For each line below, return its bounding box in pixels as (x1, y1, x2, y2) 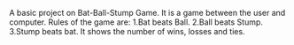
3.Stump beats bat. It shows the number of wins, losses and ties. (9, 26, 245, 36)
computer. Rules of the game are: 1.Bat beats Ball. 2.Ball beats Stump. (9, 17, 264, 27)
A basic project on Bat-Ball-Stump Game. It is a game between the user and (9, 8, 286, 18)
